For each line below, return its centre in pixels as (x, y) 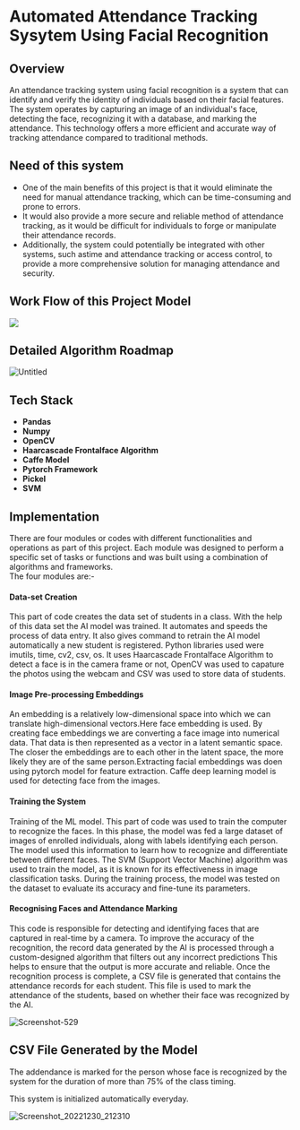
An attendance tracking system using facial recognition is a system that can (149, 90)
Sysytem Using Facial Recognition (139, 35)
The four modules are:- (52, 576)
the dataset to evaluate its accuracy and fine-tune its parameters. (130, 888)
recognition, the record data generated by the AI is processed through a (142, 947)
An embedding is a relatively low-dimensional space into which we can (140, 714)
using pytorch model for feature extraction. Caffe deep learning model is (143, 772)
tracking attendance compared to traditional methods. (109, 138)
